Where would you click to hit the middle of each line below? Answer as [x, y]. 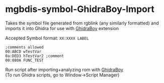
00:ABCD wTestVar [23, 51]
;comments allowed [24, 47]
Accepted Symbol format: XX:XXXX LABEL [47, 38]
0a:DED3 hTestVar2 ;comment [35, 56]
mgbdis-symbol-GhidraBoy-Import [80, 9]
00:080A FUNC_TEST [24, 60]
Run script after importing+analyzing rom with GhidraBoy [64, 69]
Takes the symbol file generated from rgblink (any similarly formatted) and [82, 23]
